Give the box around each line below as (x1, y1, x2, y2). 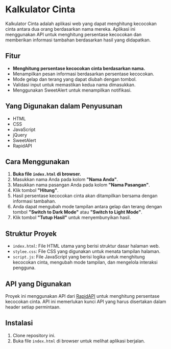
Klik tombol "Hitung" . (12, 187, 59, 193)
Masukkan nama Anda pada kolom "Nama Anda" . (12, 177, 118, 183)
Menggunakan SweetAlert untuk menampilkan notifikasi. (12, 87, 132, 93)
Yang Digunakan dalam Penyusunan (5, 102, 123, 111)
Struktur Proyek (5, 229, 57, 238)
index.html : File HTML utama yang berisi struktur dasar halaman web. (12, 243, 160, 249)
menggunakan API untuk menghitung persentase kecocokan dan (5, 31, 142, 37)
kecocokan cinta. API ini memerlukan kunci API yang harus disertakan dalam (5, 298, 166, 304)
